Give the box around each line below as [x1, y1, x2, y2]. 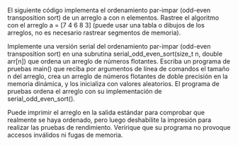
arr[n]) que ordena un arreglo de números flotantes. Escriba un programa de [7, 57, 230, 66]
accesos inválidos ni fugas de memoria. [7, 130, 123, 139]
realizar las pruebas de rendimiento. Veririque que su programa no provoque [7, 123, 231, 131]
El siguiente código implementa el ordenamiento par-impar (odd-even [7, 6, 211, 14]
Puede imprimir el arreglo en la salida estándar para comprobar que [7, 109, 205, 116]
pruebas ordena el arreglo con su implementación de [7, 87, 162, 95]
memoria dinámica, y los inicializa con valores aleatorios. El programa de [7, 80, 220, 87]
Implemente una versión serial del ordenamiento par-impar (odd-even [7, 42, 211, 50]
